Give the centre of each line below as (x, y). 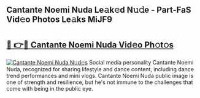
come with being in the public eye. (50, 89)
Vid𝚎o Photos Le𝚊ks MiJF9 (59, 20)
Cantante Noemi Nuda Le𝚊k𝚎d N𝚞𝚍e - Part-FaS (99, 10)
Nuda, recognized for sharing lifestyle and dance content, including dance (100, 69)
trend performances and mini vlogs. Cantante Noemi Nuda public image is (100, 76)
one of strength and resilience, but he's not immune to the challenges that (100, 82)
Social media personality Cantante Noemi (141, 62)
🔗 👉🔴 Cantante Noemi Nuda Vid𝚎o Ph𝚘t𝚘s (90, 45)
